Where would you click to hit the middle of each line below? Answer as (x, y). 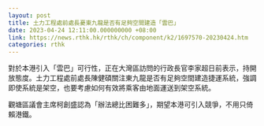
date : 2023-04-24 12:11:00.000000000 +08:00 (82, 30)
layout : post (30, 15)
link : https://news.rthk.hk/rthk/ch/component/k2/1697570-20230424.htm (128, 37)
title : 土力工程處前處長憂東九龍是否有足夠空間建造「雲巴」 (94, 23)
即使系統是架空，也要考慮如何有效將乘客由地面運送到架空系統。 (112, 88)
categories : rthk (37, 45)
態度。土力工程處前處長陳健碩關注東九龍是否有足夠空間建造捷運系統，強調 (136, 78)
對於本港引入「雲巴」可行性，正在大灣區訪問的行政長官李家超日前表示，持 (129, 69)
